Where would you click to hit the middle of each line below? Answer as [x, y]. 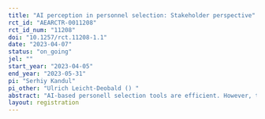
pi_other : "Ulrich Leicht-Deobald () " [74, 88]
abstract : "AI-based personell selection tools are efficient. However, [130, 96]
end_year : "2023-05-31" [47, 74]
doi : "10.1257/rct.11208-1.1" [58, 37]
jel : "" [21, 59]
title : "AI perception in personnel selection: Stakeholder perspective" [132, 15]
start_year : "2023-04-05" [50, 67]
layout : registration [44, 103]
